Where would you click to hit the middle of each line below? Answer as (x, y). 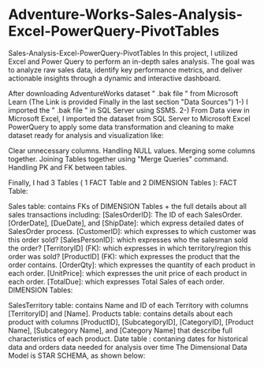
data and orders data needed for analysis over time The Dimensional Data (128, 347)
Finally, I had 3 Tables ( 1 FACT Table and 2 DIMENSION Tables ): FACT (123, 182)
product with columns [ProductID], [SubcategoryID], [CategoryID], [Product (131, 322)
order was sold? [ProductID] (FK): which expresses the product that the (124, 256)
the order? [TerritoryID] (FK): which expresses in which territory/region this (130, 248)
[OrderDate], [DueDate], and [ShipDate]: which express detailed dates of (126, 223)
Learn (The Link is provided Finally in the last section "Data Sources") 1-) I (128, 102)
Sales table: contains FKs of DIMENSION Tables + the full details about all (127, 206)
